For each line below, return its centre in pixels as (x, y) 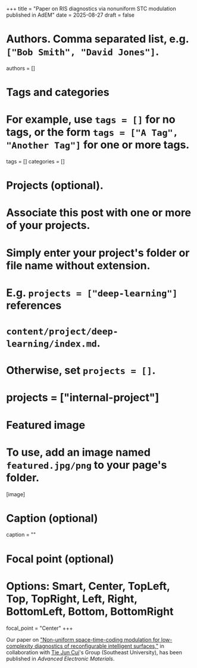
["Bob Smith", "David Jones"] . (83, 52)
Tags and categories (58, 92)
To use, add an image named (78, 452)
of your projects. (48, 225)
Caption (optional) (52, 518)
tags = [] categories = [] (36, 162)
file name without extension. (78, 265)
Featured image (46, 425)
